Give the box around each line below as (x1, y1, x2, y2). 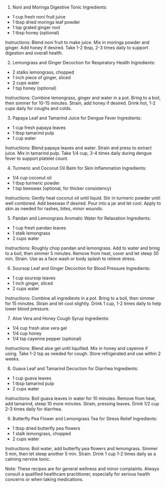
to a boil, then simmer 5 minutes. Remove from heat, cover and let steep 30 (5, 250, 159, 256)
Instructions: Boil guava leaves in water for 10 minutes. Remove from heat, (5, 395, 157, 401)
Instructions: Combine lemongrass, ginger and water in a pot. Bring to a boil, (5, 95, 161, 101)
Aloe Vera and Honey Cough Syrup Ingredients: (12, 316, 110, 321)
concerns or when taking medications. (5, 477, 84, 482)
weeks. (5, 356, 20, 362)
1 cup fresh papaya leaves (12, 124, 66, 130)
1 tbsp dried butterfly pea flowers (12, 425, 80, 431)
